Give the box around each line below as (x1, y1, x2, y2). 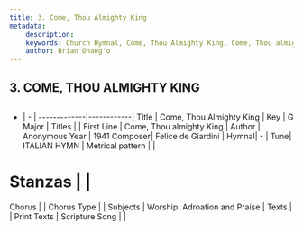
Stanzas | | (9, 172, 92, 192)
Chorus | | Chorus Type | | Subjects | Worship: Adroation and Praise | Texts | (9, 201, 293, 212)
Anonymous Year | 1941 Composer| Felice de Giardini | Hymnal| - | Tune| (22, 130, 292, 141)
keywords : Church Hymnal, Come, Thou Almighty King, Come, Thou (25, 38, 272, 48)
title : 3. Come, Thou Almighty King (9, 13, 147, 22)
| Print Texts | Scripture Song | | (9, 210, 126, 221)
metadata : (9, 22, 47, 31)
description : (25, 30, 75, 39)
